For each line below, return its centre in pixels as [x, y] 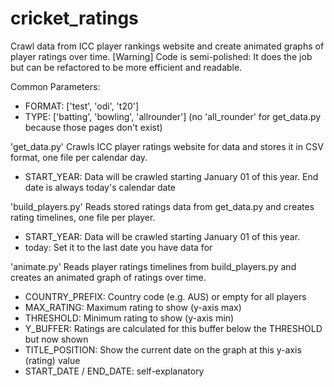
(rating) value [52, 360]
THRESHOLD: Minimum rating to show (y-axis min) [129, 318]
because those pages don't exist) [93, 127]
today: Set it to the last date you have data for [118, 247]
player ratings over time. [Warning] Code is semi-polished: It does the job [161, 56]
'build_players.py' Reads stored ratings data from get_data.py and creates [162, 206]
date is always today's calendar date [100, 187]
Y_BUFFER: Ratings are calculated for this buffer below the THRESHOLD [173, 328]
